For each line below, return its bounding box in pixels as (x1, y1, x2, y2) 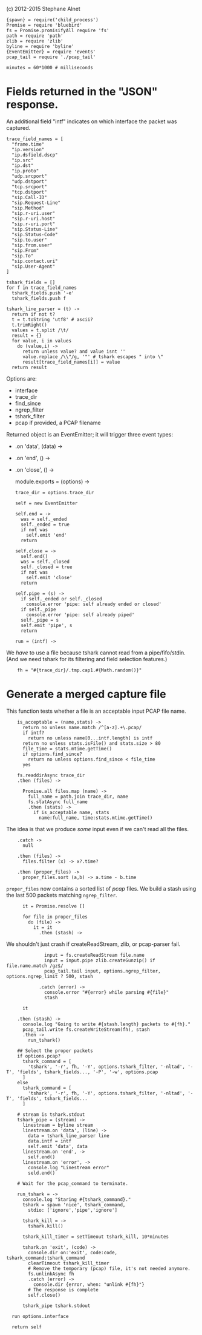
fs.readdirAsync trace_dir (17, 772, 85, 778)
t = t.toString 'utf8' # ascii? (11, 316, 94, 322)
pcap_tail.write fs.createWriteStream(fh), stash (22, 1026, 150, 1033)
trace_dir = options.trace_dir (15, 489, 94, 495)
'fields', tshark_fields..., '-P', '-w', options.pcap (17, 1068, 158, 1075)
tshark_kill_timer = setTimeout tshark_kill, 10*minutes (22, 1234, 169, 1240)
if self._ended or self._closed (21, 596, 102, 602)
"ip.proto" (11, 168, 39, 174)
